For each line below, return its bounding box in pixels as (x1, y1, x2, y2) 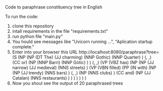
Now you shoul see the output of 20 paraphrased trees (12, 80, 123, 86)
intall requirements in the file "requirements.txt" (12, 28, 108, 34)
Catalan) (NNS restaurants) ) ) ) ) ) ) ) (12, 75, 87, 81)
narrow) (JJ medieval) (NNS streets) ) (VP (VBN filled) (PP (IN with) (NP (12, 65, 157, 70)
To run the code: (5, 14, 39, 19)
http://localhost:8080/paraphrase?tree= (79, 49, 159, 55)
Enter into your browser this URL (12, 49, 78, 55)
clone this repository (12, 23, 54, 29)
